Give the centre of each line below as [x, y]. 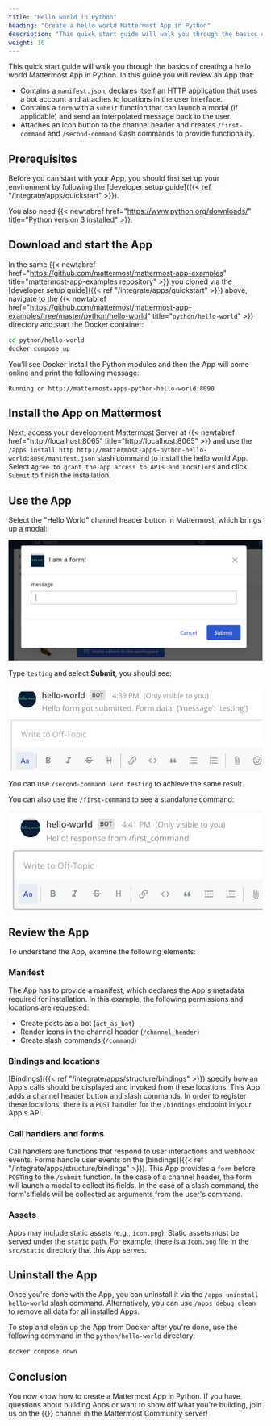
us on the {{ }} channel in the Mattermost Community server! [108, 1413]
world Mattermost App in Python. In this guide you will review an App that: [131, 75]
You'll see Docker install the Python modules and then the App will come [129, 364]
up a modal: [28, 529]
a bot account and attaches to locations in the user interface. [121, 99]
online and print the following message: [74, 373]
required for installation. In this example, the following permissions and [126, 999]
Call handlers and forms [56, 1133]
